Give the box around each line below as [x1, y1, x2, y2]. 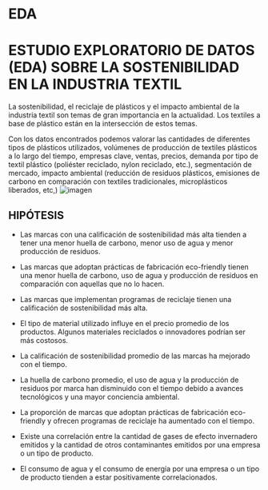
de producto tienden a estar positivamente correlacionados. [19, 472, 218, 482]
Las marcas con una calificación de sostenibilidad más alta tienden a [19, 229, 247, 239]
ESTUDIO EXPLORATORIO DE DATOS [8, 42, 255, 60]
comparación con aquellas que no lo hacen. [19, 279, 165, 289]
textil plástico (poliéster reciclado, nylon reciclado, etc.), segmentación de [8, 160, 252, 169]
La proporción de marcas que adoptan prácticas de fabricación [19, 407, 229, 416]
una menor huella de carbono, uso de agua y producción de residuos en [19, 270, 258, 280]
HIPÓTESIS [8, 209, 64, 222]
